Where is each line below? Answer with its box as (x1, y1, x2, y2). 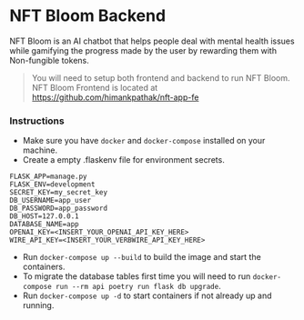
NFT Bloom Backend (9, 5, 167, 26)
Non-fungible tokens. (9, 55, 89, 65)
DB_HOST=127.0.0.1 (9, 212, 79, 221)
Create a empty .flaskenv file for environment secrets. (22, 155, 225, 165)
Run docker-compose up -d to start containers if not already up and (22, 290, 272, 301)
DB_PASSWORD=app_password (9, 204, 107, 214)
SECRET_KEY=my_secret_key (9, 188, 107, 197)
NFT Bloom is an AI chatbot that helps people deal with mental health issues (9, 35, 295, 46)
